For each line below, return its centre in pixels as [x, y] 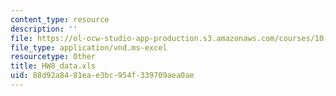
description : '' [44, 29]
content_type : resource [60, 19]
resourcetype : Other [53, 57]
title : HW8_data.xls [53, 66]
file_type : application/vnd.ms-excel [89, 47]
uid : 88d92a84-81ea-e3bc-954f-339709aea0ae [102, 76]
